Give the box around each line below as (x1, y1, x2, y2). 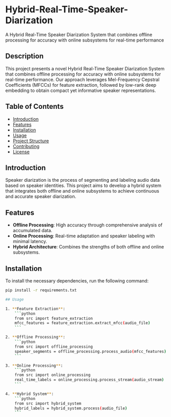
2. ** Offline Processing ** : (5, 335, 66, 340)
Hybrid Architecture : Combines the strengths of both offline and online (12, 244, 164, 250)
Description (5, 52, 44, 61)
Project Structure (12, 138, 49, 144)
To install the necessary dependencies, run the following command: (5, 278, 149, 283)
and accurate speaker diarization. (5, 194, 77, 200)
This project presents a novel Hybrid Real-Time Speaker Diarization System (5, 65, 165, 71)
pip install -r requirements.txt (5, 288, 77, 293)
